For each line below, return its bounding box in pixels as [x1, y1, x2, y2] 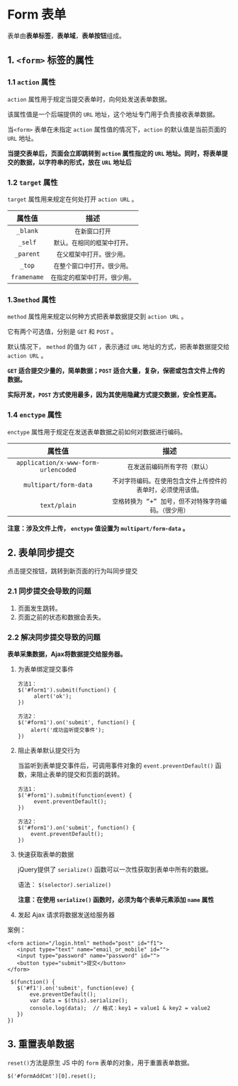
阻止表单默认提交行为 [17, 746, 80, 754]
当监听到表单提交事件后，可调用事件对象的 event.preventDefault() [17, 761, 214, 770]
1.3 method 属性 [7, 294, 57, 304]
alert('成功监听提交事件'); [30, 726, 105, 733]
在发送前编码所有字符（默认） [127, 463, 212, 471]
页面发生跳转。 [17, 603, 62, 612]
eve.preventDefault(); [29, 991, 97, 998]
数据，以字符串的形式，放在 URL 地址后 [19, 158, 132, 166]
